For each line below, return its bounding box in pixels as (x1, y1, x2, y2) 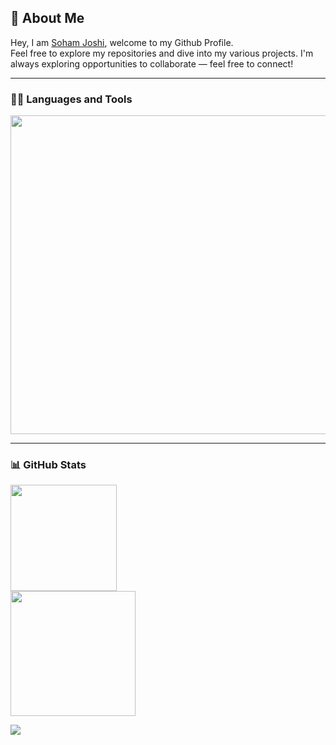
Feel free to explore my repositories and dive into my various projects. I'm (10, 47, 314, 59)
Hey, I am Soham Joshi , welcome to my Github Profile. (10, 36, 234, 48)
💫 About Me (10, 10, 85, 27)
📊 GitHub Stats (10, 458, 87, 472)
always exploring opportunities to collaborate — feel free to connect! (10, 57, 294, 70)
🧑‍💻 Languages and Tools (10, 92, 133, 106)
